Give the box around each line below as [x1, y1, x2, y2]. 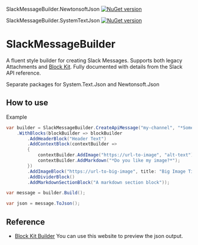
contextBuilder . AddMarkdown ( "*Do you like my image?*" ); [37, 157, 181, 163]
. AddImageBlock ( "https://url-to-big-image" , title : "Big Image [27, 168, 186, 174]
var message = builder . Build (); [6, 190, 85, 196]
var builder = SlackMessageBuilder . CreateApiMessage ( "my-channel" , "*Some [6, 125, 194, 130]
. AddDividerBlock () [27, 174, 75, 180]
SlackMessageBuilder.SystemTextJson [6, 17, 100, 24]
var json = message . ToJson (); [6, 200, 81, 207]
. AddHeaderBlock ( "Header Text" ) [27, 136, 107, 142]
